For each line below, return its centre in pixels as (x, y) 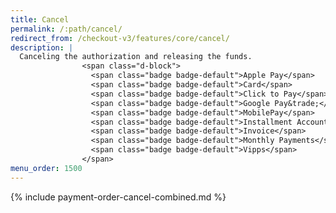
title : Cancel (40, 19)
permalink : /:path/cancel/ (66, 29)
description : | (42, 47)
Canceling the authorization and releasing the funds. (136, 57)
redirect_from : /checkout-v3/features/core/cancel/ (120, 38)
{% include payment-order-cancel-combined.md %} (118, 197)
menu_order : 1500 (46, 168)
